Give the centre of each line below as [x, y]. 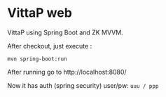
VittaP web [40, 13]
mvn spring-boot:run [37, 59]
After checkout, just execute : [50, 46]
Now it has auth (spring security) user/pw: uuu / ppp [83, 85]
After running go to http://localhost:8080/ [67, 72]
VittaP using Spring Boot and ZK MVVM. [65, 32]
